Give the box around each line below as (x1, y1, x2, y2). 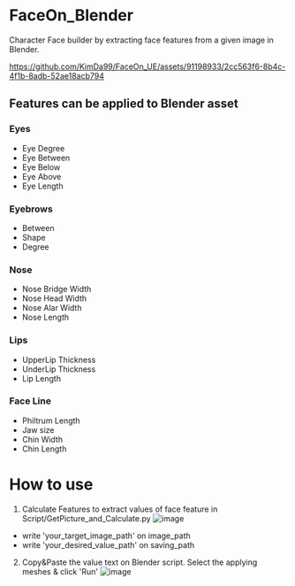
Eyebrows (9, 203, 53, 215)
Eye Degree (21, 143, 65, 153)
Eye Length (21, 181, 64, 191)
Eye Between (21, 152, 71, 163)
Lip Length (21, 373, 62, 383)
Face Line (9, 395, 51, 407)
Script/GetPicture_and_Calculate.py (21, 513, 152, 523)
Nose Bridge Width (21, 284, 92, 295)
